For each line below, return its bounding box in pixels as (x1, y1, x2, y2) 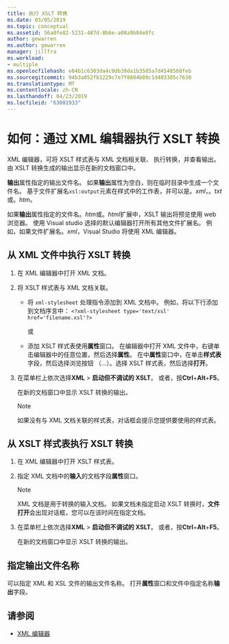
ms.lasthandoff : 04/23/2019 (7, 93, 88, 100)
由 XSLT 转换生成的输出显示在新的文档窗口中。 (7, 163, 139, 172)
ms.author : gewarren (7, 42, 67, 49)
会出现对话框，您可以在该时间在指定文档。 (29, 509, 149, 517)
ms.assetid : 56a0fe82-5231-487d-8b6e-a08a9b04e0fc (7, 29, 155, 36)
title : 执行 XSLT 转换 (7, 10, 68, 17)
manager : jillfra (7, 49, 57, 56)
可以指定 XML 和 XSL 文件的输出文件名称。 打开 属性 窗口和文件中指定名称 (7, 579, 215, 588)
